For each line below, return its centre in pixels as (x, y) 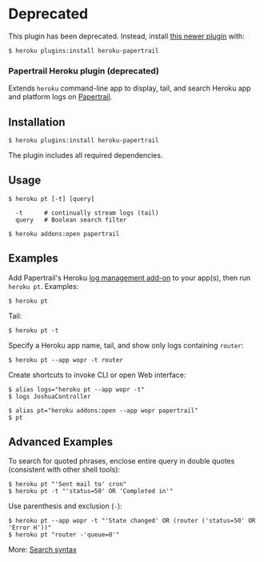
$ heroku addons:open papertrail (64, 234)
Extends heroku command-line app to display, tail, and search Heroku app (130, 88)
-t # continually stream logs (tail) (87, 213)
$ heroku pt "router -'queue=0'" (64, 535)
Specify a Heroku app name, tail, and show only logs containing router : (126, 345)
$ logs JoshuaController (50, 396)
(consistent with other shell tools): (64, 470)
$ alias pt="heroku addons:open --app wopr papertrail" (103, 410)
